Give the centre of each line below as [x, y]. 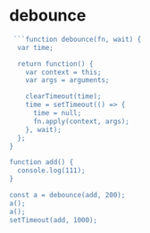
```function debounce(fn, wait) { [77, 39]
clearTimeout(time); [63, 96]
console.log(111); [52, 171]
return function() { [55, 63]
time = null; [57, 113]
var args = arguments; [67, 80]
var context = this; [63, 72]
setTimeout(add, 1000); [54, 220]
